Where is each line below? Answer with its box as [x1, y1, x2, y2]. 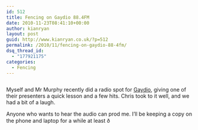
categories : [6, 59, 36, 65]
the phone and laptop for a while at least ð [6, 117, 111, 125]
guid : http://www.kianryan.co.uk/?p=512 [6, 37, 109, 43]
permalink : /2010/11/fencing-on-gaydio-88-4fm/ [6, 43, 127, 49]
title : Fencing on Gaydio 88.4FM [6, 14, 90, 20]
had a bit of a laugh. [6, 99, 56, 106]
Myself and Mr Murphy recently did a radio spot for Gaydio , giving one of [6, 86, 187, 93]
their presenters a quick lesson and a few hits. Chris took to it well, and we [6, 92, 190, 99]
